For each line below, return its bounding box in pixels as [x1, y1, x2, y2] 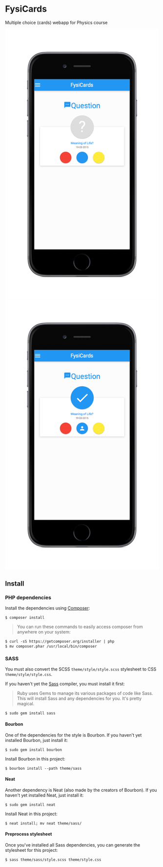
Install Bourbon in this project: [5, 756, 65, 761]
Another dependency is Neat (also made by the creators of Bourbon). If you [5, 787, 157, 793]
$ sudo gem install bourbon [5, 747, 62, 752]
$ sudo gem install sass [5, 711, 56, 716]
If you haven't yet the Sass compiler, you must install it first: [5, 681, 125, 687]
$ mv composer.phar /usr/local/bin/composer [5, 644, 97, 649]
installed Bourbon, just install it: [5, 737, 68, 743]
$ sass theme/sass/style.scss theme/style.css [5, 857, 102, 862]
